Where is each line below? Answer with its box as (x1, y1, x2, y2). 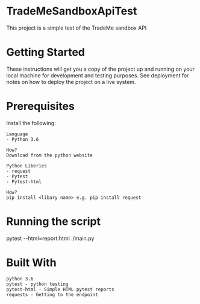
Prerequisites (6, 100, 75, 113)
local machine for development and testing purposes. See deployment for (6, 71, 189, 79)
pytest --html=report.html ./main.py (6, 234, 95, 242)
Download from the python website (6, 152, 93, 158)
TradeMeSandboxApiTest (6, 4, 137, 18)
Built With (6, 256, 57, 270)
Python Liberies (6, 163, 47, 169)
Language (6, 131, 28, 137)
